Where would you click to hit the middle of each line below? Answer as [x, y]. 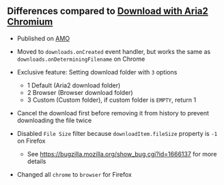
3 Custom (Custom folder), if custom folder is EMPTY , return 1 [112, 100]
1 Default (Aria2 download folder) [74, 85]
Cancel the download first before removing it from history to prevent [113, 113]
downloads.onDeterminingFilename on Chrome [81, 59]
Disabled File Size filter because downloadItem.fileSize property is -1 [117, 133]
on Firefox [31, 141]
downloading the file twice [54, 120]
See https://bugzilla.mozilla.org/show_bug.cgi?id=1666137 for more [122, 154]
